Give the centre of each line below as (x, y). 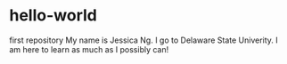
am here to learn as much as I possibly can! (89, 49)
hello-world (53, 16)
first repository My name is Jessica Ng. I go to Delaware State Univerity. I (143, 40)
